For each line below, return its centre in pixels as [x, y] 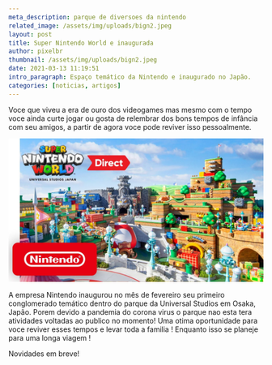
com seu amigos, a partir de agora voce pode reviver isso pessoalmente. [130, 127]
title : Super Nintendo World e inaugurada [81, 43]
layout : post [30, 34]
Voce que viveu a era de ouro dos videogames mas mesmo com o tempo [130, 109]
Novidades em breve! [44, 354]
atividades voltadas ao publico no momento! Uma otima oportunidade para [133, 321]
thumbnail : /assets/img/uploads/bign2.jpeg [83, 60]
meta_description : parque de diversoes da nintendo [97, 17]
